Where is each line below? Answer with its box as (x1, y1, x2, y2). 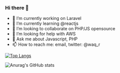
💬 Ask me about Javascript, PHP (12, 36, 78, 42)
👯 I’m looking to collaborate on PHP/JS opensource (12, 26, 116, 32)
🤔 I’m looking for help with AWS (12, 31, 76, 37)
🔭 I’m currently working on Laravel (12, 16, 82, 21)
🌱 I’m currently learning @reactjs (12, 20, 79, 26)
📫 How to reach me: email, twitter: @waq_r (12, 41, 100, 48)
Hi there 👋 (5, 4, 29, 11)
